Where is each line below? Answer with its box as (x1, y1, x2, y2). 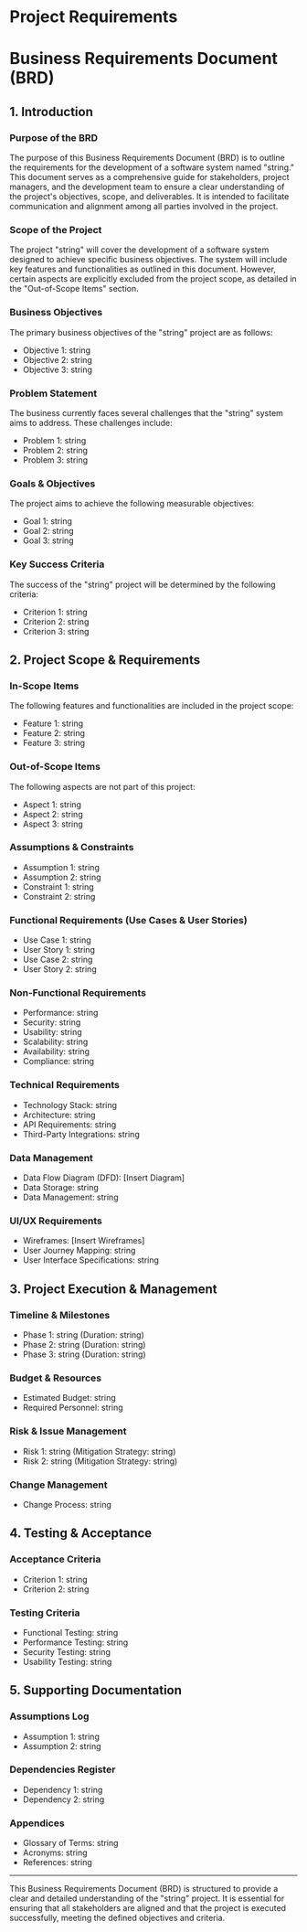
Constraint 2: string (22, 891, 96, 902)
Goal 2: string (22, 526, 75, 537)
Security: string (22, 1017, 81, 1028)
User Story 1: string (22, 945, 96, 955)
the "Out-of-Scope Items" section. (9, 283, 139, 294)
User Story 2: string (22, 964, 98, 975)
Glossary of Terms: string (22, 1838, 119, 1849)
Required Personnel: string (22, 1402, 123, 1414)
